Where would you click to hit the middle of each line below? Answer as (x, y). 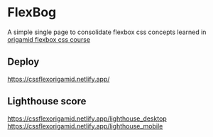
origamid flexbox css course (49, 39)
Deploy (23, 62)
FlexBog (32, 12)
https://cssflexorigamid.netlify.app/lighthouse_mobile (85, 126)
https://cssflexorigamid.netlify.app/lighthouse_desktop (87, 119)
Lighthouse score (47, 101)
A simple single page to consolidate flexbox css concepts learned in (107, 32)
